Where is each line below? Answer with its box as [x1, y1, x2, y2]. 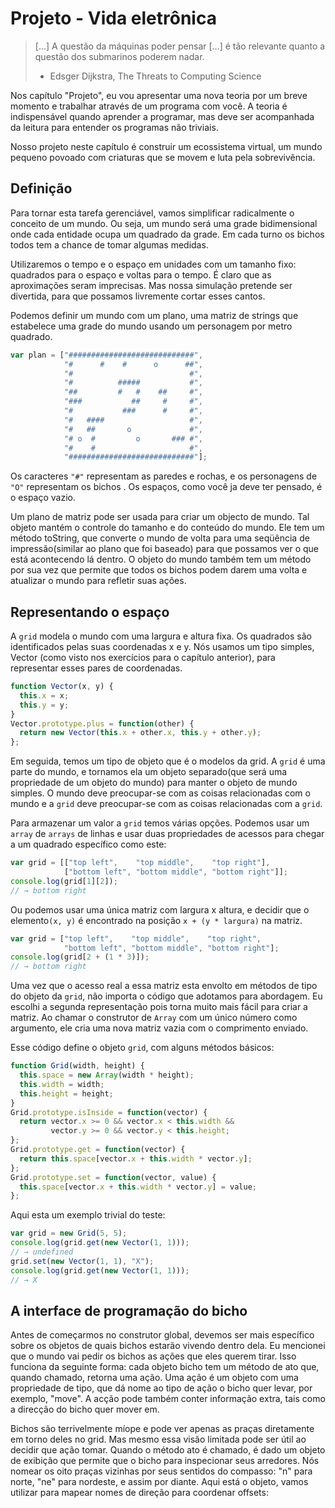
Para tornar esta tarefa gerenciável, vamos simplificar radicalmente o [10, 207, 295, 219]
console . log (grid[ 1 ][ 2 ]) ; [10, 876, 118, 886]
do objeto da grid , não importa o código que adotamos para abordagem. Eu [10, 990, 323, 1002]
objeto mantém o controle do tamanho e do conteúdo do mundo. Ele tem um [10, 522, 325, 534]
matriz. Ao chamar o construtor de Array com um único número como [10, 1012, 298, 1024]
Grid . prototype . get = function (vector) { [10, 1145, 186, 1155]
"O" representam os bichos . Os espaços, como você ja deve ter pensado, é [10, 481, 323, 493]
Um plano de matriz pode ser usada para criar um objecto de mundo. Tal [10, 511, 310, 523]
